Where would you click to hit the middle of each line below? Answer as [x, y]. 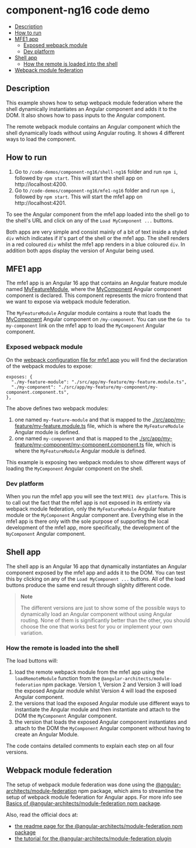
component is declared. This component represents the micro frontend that [97, 295]
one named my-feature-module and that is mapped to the [82, 420]
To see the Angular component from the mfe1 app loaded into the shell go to [98, 214]
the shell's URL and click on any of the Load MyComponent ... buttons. [90, 220]
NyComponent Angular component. [46, 533]
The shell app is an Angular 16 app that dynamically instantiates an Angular [97, 566]
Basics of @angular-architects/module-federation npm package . [84, 803]
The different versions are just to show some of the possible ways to [103, 607]
